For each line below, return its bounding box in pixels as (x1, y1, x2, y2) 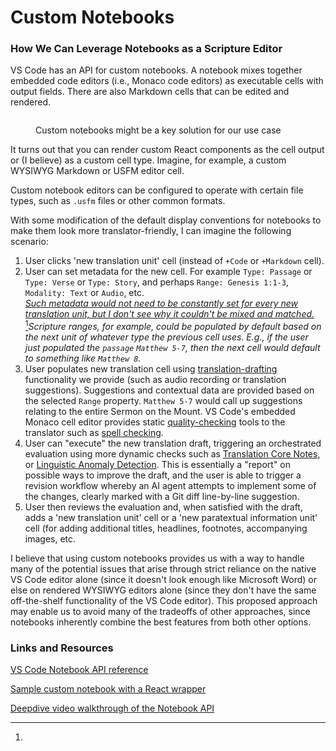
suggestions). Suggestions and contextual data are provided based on (24, 384, 315, 396)
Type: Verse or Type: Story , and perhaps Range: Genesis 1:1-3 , (24, 276, 289, 288)
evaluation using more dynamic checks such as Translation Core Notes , (24, 448, 321, 460)
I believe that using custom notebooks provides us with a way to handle (10, 552, 305, 565)
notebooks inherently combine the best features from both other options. (10, 616, 312, 628)
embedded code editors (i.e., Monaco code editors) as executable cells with (10, 75, 324, 87)
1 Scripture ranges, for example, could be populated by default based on (24, 319, 322, 333)
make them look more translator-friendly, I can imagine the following (10, 225, 292, 237)
